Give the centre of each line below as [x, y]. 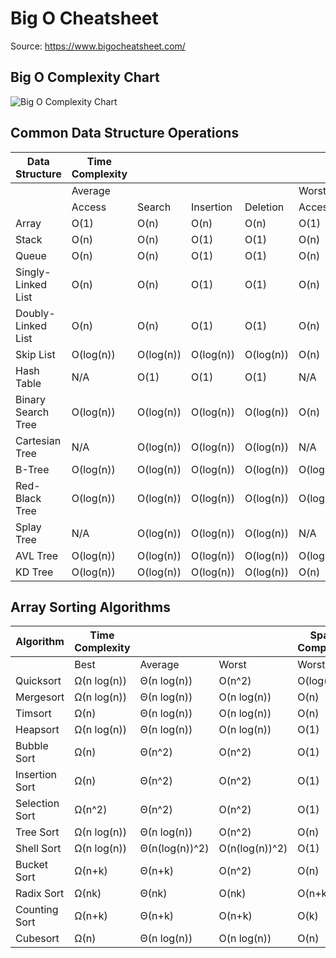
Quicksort [38, 681]
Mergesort [40, 697]
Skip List [35, 354]
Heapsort [37, 730]
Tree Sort [37, 832]
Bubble [32, 746]
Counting [37, 910]
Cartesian [38, 440]
